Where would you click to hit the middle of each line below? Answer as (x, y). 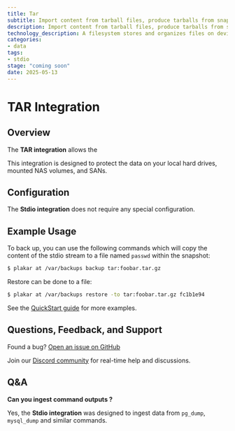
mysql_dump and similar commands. (57, 420)
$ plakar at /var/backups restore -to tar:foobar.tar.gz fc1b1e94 (106, 295)
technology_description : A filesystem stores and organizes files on (111, 33)
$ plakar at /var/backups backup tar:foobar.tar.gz (84, 269)
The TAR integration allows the (52, 149)
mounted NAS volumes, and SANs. (57, 170)
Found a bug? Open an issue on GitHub (64, 346)
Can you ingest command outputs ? (60, 399)
